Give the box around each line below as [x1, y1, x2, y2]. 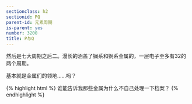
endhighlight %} [6, 91, 45, 98]
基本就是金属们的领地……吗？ [6, 72, 77, 79]
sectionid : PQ [6, 14, 41, 20]
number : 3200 [6, 30, 38, 36]
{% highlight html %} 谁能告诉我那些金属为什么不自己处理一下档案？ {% [6, 85, 179, 91]
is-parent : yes [6, 25, 43, 31]
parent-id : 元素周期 [6, 19, 53, 25]
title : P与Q [6, 36, 34, 41]
